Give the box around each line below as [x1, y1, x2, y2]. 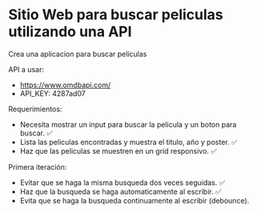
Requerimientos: [8, 104, 62, 114]
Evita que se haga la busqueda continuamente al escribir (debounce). [19, 195, 250, 205]
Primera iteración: [8, 162, 67, 171]
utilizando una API [8, 22, 132, 41]
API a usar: [8, 64, 44, 74]
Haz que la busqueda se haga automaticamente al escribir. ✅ [19, 187, 222, 196]
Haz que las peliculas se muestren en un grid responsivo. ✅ [19, 146, 218, 155]
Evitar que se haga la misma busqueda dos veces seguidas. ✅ [19, 178, 226, 187]
